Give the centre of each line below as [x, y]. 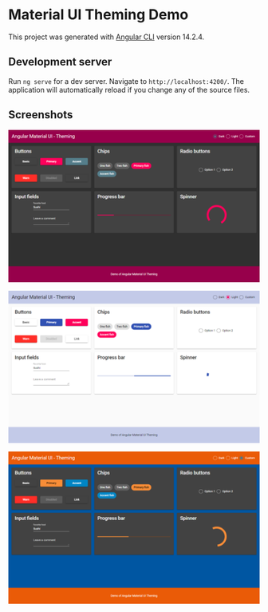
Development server [60, 62]
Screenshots [41, 115]
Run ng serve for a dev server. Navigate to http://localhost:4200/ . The [126, 81]
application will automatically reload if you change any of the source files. [129, 89]
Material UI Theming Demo [99, 15]
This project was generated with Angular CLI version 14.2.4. [106, 37]
